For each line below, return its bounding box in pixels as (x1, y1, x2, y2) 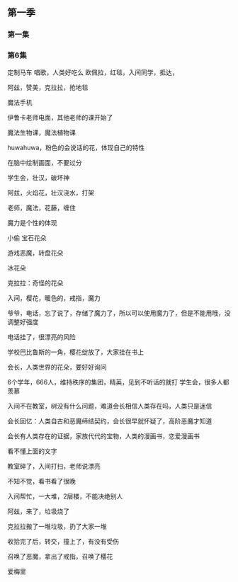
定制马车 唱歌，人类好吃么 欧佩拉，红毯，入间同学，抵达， (7, 68, 178, 76)
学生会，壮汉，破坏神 (7, 173, 69, 182)
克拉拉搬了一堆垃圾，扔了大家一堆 (7, 522, 107, 530)
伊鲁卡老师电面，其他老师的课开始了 (7, 113, 113, 122)
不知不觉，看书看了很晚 (7, 477, 76, 485)
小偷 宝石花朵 (7, 233, 47, 242)
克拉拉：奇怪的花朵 (7, 278, 64, 287)
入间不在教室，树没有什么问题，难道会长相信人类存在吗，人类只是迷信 (7, 401, 212, 410)
